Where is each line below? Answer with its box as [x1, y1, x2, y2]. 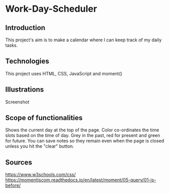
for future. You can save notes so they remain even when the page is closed [5, 138, 164, 144]
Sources [5, 158, 32, 167]
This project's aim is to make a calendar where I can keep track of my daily [5, 37, 162, 43]
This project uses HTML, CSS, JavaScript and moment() [5, 70, 123, 76]
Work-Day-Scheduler [5, 3, 97, 15]
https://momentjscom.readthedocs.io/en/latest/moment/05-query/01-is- [5, 177, 156, 183]
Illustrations [5, 85, 44, 94]
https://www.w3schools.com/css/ [5, 172, 76, 178]
